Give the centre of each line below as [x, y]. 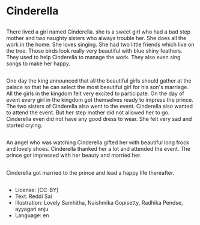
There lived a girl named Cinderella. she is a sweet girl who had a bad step [98, 32]
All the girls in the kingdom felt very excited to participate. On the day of [95, 93]
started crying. [25, 125]
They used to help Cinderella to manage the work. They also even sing [93, 57]
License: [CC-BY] [37, 190]
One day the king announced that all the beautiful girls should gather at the [99, 80]
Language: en [32, 215]
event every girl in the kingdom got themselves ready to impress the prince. [100, 99]
